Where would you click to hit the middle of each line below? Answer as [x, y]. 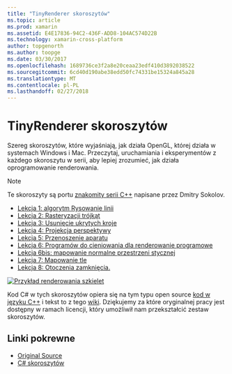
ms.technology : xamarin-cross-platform [65, 40]
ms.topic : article [34, 20]
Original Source [40, 355]
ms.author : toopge [34, 53]
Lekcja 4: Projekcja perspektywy [64, 230]
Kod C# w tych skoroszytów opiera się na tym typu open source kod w [109, 294]
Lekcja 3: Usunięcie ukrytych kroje [67, 223]
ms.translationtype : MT [42, 78]
